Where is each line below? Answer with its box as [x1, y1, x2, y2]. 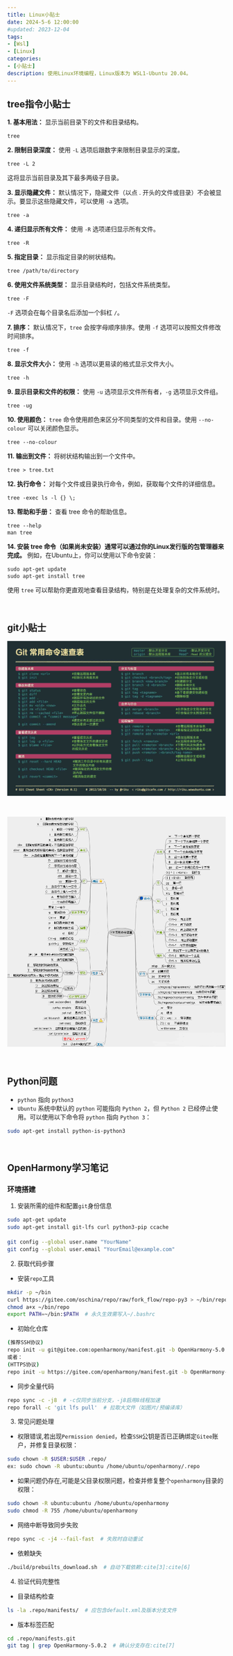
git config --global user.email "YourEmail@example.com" [7, 1245, 175, 1252]
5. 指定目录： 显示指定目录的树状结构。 [7, 253, 119, 261]
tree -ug [7, 402, 33, 410]
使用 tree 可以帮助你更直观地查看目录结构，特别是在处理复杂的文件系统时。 [7, 586, 224, 594]
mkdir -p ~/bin [7, 1289, 51, 1296]
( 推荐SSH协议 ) [7, 1339, 44, 1346]
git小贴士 [7, 621, 46, 633]
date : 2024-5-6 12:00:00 [7, 18, 79, 26]
